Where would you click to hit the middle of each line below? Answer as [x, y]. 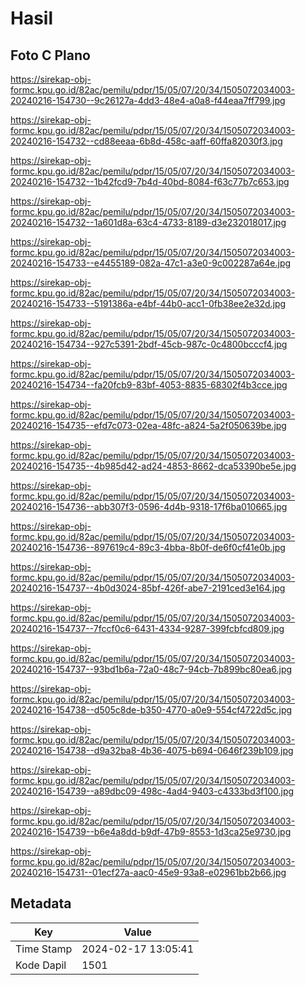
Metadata [41, 903]
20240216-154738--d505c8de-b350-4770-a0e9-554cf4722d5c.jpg [151, 710]
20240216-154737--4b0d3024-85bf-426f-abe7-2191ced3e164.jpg [148, 588]
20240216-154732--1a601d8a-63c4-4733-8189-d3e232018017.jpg [148, 222]
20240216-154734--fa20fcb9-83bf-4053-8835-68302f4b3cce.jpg [149, 385]
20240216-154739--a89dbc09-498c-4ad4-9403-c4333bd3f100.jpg [152, 791]
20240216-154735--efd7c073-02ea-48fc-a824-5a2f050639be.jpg [148, 425]
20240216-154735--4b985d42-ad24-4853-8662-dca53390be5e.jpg [153, 466]
